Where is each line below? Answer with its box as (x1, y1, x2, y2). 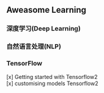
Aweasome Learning (6, 5, 87, 15)
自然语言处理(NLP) (6, 42, 61, 51)
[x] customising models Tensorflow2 (6, 80, 98, 87)
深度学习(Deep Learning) (6, 24, 81, 33)
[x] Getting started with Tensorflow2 (6, 73, 98, 80)
